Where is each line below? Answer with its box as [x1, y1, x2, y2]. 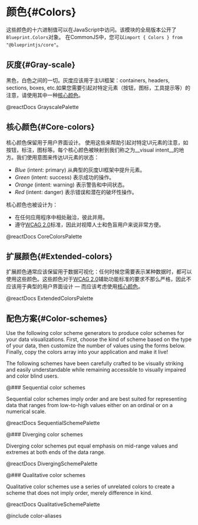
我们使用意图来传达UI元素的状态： [16, 153, 100, 160]
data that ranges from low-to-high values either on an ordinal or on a [6, 402, 173, 409]
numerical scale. [6, 408, 47, 415]
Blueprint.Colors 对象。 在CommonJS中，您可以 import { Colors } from [6, 33, 183, 40]
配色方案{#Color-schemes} [6, 313, 108, 323]
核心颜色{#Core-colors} [6, 122, 95, 132]
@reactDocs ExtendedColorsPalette [6, 295, 94, 302]
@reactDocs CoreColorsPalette [6, 233, 82, 240]
